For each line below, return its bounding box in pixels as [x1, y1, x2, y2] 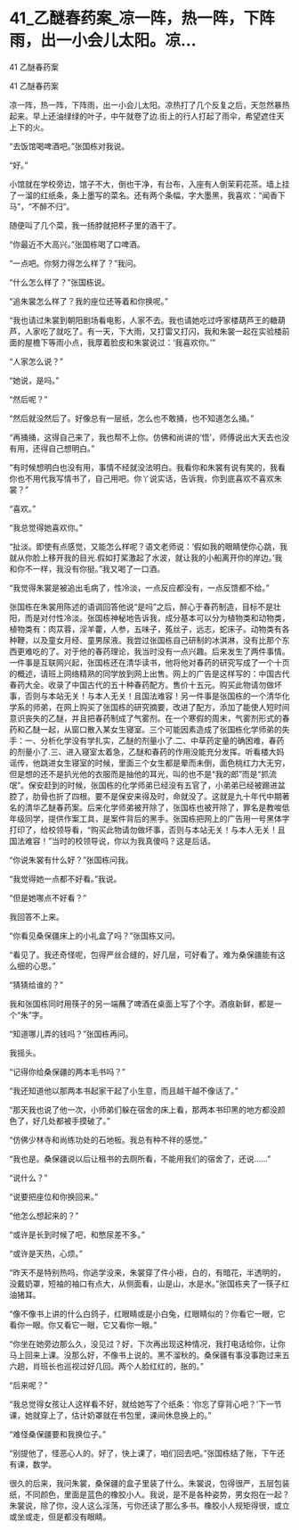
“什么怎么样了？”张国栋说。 [9, 277, 110, 287]
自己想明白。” [47, 442, 95, 453]
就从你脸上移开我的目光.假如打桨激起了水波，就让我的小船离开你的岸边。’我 [9, 552, 283, 563]
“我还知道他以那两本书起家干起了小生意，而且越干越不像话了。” [9, 1085, 238, 1096]
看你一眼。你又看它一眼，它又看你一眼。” [9, 1319, 158, 1330]
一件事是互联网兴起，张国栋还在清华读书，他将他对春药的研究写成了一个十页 [9, 657, 290, 667]
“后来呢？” [9, 1379, 48, 1390]
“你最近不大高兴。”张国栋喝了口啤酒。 [9, 238, 145, 250]
